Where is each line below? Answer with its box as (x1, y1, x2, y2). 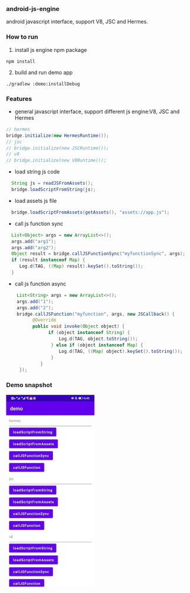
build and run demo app (14, 68, 73, 76)
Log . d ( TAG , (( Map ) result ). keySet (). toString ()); (19, 263, 144, 270)
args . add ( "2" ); (16, 304, 54, 311)
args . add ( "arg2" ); (11, 244, 57, 251)
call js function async (14, 280, 66, 287)
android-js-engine (6, 5, 60, 13)
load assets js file (14, 197, 57, 204)
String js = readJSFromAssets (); (11, 181, 94, 186)
